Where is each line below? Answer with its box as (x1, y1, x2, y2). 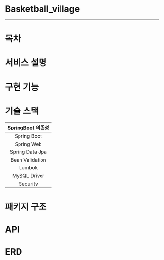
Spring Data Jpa (9, 149, 47, 155)
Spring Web (15, 141, 42, 148)
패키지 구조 (5, 201, 47, 212)
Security (19, 180, 38, 187)
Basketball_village (5, 3, 80, 15)
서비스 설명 (5, 57, 47, 69)
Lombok (19, 165, 38, 171)
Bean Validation (10, 157, 46, 164)
